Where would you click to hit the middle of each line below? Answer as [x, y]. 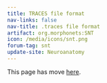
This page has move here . [44, 72]
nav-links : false [32, 20]
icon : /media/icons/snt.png [48, 39]
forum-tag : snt [29, 46]
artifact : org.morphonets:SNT [51, 33]
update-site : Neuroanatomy [46, 53]
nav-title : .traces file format [53, 26]
